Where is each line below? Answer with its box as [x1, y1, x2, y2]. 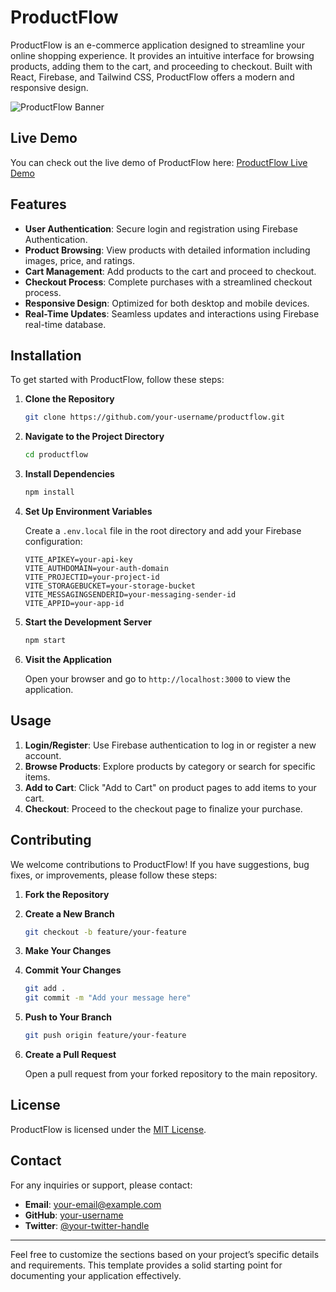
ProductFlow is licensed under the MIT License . [10, 1123, 207, 1135]
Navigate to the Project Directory [24, 431, 165, 443]
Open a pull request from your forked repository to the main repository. [24, 1068, 318, 1080]
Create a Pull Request [24, 1049, 117, 1060]
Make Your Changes [24, 945, 112, 957]
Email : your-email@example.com [24, 1198, 162, 1210]
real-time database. [24, 318, 107, 330]
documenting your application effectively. [10, 1269, 182, 1281]
